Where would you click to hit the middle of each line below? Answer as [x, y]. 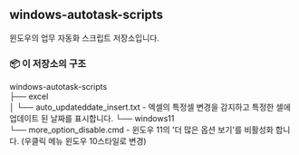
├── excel [29, 97]
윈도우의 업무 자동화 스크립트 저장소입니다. [85, 38]
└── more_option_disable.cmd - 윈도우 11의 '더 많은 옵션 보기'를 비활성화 [141, 130]
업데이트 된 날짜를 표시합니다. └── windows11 [92, 119]
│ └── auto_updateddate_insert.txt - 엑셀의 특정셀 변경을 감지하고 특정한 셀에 [150, 107]
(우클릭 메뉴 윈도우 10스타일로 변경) [84, 141]
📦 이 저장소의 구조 [48, 63]
